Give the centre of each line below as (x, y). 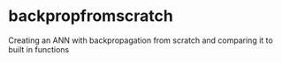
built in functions (39, 49)
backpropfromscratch (91, 16)
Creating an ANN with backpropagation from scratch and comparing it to (141, 40)
